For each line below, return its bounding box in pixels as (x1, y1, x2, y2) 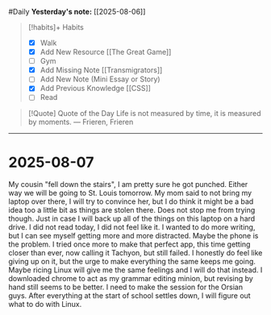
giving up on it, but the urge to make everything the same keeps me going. (8, 257, 256, 267)
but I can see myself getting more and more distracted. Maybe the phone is (8, 231, 259, 241)
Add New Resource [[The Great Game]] (40, 48, 172, 57)
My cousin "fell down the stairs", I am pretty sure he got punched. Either (8, 180, 248, 189)
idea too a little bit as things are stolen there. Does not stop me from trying (8, 205, 256, 215)
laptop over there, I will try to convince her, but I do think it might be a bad (8, 197, 254, 206)
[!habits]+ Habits (27, 23, 85, 31)
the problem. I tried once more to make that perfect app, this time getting (8, 239, 251, 249)
